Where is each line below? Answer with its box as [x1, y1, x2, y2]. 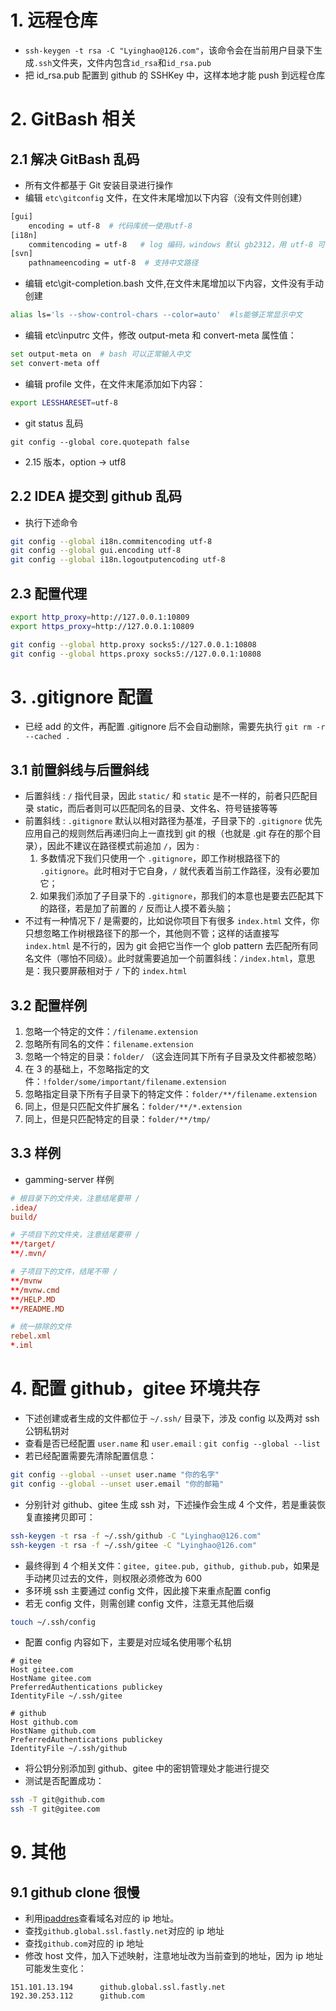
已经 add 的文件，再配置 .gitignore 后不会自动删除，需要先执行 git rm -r [24, 721, 326, 733]
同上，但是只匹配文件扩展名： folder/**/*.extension [24, 1101, 243, 1112]
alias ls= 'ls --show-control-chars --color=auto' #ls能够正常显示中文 [10, 310, 303, 320]
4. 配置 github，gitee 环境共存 [10, 1377, 261, 1400]
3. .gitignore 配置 [10, 686, 153, 708]
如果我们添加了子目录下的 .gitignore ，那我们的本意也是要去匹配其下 [39, 890, 325, 902]
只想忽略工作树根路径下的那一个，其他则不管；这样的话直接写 [24, 927, 280, 940]
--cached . [24, 732, 71, 742]
